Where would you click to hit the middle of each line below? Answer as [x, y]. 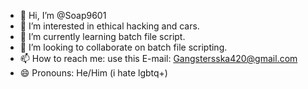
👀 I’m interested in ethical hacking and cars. [109, 26]
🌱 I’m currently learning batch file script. [102, 36]
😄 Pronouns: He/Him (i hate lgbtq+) [93, 73]
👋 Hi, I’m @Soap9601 [63, 15]
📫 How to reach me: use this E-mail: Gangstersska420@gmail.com [158, 58]
